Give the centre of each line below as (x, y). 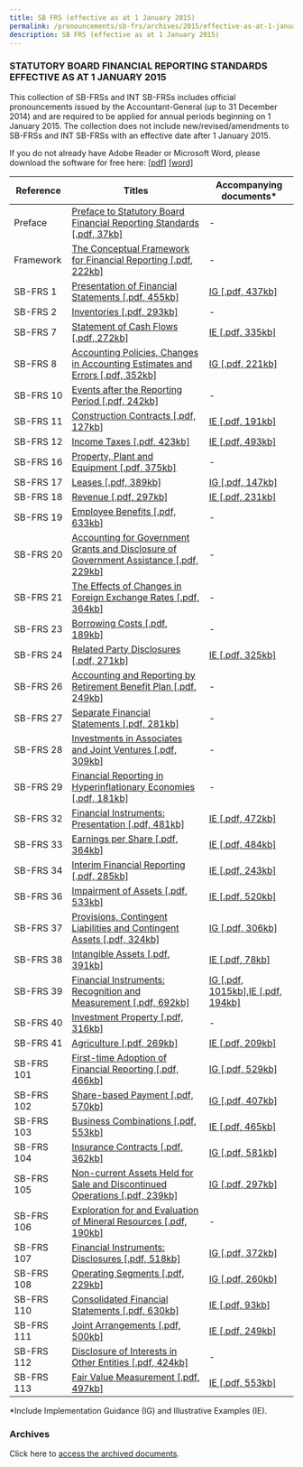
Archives (30, 1434)
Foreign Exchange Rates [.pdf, (136, 597)
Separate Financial (111, 712)
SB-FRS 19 (38, 517)
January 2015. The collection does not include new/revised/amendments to (149, 125)
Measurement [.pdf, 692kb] (131, 1002)
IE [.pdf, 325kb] (243, 655)
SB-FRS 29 (38, 786)
